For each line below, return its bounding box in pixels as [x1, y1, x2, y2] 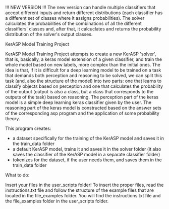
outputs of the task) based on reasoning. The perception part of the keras [5, 94, 159, 100]
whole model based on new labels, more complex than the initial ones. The [5, 62, 160, 67]
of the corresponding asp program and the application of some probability [5, 110, 160, 116]
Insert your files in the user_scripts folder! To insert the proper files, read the [5, 182, 164, 188]
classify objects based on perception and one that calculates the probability [5, 83, 163, 89]
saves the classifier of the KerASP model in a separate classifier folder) [12, 152, 160, 157]
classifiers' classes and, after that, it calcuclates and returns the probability [5, 26, 161, 32]
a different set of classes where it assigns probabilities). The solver [5, 15, 145, 21]
